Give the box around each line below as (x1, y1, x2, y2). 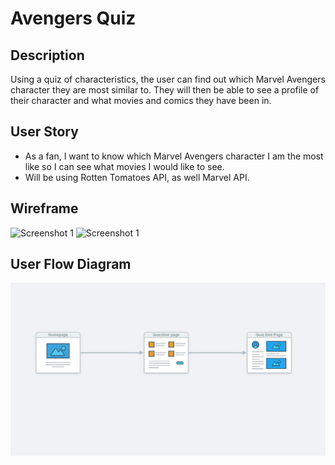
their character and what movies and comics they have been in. (10, 95, 272, 106)
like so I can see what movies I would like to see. (24, 160, 225, 172)
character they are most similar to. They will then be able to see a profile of (10, 84, 320, 96)
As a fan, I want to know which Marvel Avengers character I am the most (24, 150, 324, 162)
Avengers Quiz (10, 7, 137, 30)
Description (10, 47, 85, 64)
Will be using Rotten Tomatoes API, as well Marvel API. (24, 171, 250, 183)
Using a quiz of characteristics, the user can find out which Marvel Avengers (10, 73, 326, 85)
